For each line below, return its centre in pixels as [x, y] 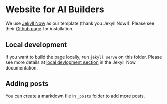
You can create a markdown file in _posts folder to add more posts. [75, 96]
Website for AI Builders [55, 9]
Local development [36, 45]
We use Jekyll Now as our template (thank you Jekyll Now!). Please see [80, 23]
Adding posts [27, 84]
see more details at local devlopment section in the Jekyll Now [70, 62]
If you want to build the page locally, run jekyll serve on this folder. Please [84, 57]
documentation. [22, 67]
